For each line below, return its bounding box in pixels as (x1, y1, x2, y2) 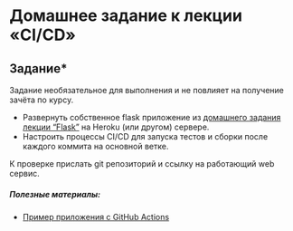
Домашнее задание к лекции (9, 5, 242, 26)
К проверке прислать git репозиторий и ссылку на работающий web (9, 159, 275, 168)
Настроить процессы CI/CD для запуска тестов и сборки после (22, 131, 269, 141)
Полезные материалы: (9, 188, 101, 199)
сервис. (9, 168, 40, 178)
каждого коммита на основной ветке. (22, 141, 169, 151)
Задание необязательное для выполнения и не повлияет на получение (9, 85, 285, 95)
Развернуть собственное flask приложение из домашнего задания (22, 112, 281, 122)
